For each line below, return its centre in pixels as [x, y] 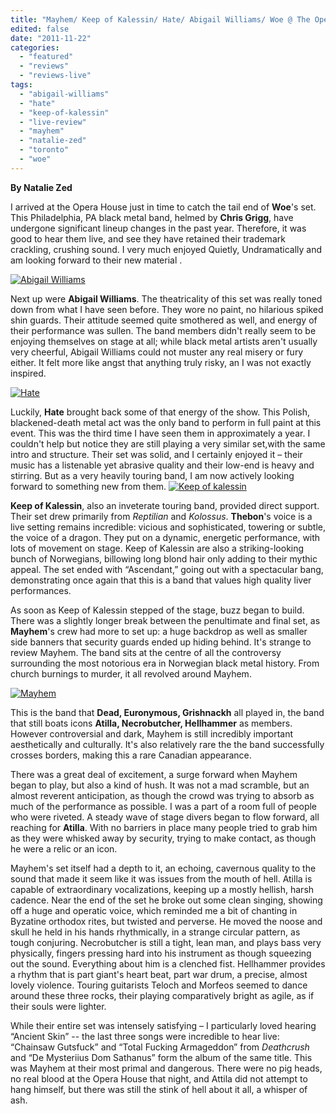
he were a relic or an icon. [64, 848]
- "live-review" [53, 122]
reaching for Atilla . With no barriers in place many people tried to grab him [164, 827]
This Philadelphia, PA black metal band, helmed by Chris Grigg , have [152, 217]
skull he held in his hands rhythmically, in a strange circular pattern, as [155, 932]
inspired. [28, 373]
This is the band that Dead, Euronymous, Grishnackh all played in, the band [167, 712]
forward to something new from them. [88, 486]
